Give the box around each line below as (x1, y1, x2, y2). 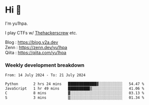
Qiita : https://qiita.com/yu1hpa (5, 50, 66, 55)
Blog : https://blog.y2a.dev (5, 39, 58, 45)
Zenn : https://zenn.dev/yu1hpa (5, 44, 67, 50)
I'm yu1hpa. (5, 20, 28, 26)
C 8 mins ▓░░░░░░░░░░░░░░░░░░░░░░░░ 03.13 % (5, 90, 145, 95)
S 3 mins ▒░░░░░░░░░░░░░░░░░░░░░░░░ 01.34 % (5, 95, 145, 100)
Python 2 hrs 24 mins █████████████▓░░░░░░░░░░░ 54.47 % (5, 82, 145, 87)
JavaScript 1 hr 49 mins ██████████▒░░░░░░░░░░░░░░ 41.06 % (5, 86, 145, 91)
